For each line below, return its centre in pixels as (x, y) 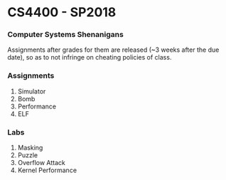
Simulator (32, 91)
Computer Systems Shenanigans (66, 35)
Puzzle (28, 155)
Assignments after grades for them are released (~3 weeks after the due (113, 50)
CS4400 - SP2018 (62, 12)
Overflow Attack (42, 163)
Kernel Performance (47, 170)
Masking (30, 148)
